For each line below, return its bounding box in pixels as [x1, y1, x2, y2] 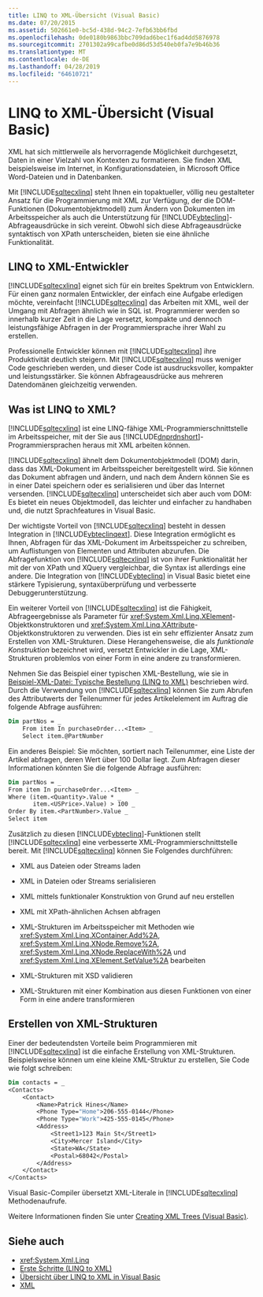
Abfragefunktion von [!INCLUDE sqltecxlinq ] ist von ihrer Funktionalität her [8, 554, 248, 564]
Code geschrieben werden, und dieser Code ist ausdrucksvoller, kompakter [8, 363, 254, 372]
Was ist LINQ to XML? [8, 402, 117, 416]
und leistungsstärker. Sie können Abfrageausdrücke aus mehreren [8, 372, 224, 381]
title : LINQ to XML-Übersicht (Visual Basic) [8, 11, 160, 20]
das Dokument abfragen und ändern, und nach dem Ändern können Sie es [8, 472, 250, 482]
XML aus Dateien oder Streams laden [19, 862, 141, 871]
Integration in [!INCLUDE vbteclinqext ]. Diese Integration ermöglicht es [8, 529, 236, 539]
